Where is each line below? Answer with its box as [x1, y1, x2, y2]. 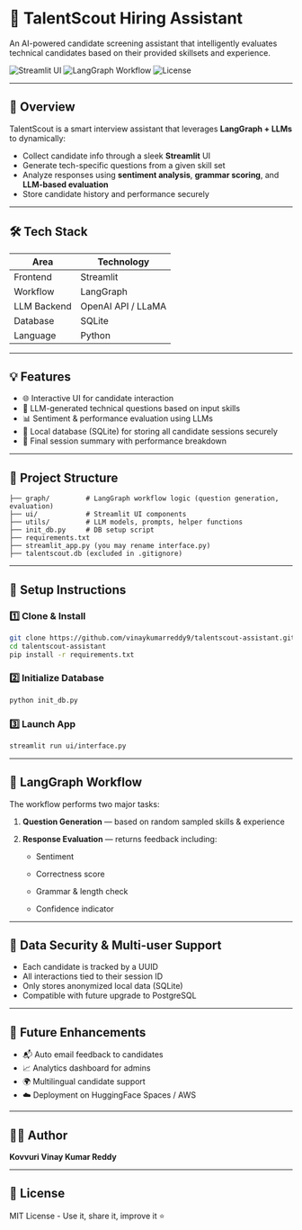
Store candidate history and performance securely [22, 188, 209, 199]
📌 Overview [9, 99, 75, 115]
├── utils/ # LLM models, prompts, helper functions [9, 517, 244, 527]
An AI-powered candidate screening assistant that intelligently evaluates [9, 38, 278, 49]
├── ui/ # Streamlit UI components [9, 510, 187, 519]
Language [13, 328, 57, 341]
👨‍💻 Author [9, 1127, 68, 1143]
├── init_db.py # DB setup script [9, 525, 155, 534]
